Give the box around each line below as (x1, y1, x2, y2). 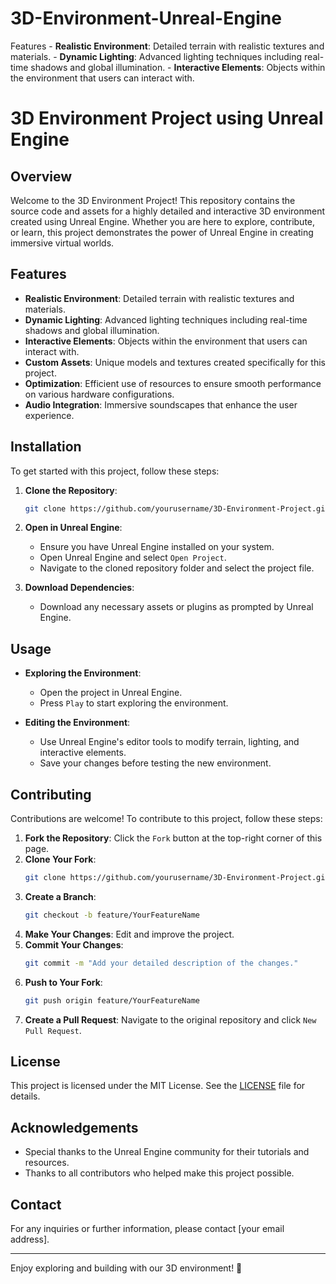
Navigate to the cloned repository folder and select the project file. (39, 562, 315, 574)
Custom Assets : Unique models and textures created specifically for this (24, 356, 326, 368)
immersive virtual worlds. (10, 237, 115, 249)
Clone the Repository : (24, 484, 118, 496)
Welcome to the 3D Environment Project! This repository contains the (10, 194, 296, 206)
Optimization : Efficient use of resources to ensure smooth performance (24, 377, 322, 389)
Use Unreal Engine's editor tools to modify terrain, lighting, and (39, 736, 300, 748)
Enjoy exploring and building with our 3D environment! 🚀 (10, 1262, 243, 1274)
